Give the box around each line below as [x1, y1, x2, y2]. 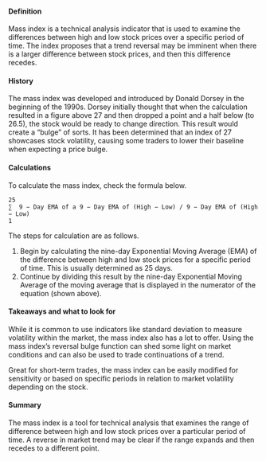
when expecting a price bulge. [8, 144, 108, 154]
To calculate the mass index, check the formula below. [8, 180, 187, 190]
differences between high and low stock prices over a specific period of [8, 33, 244, 42]
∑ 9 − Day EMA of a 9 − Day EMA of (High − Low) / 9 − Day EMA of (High [8, 203, 259, 211]
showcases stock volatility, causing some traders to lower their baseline [8, 136, 244, 146]
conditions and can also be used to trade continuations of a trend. [8, 350, 225, 359]
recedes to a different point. [8, 443, 100, 453]
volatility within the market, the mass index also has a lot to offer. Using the [8, 333, 254, 342]
